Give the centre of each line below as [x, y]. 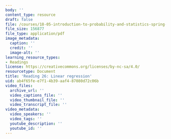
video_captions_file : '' [36, 95]
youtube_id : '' [26, 128]
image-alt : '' [25, 52]
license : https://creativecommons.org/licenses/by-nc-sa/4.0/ [73, 67]
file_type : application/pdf [35, 34]
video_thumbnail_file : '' [37, 100]
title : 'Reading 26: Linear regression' [49, 76]
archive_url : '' [27, 90]
